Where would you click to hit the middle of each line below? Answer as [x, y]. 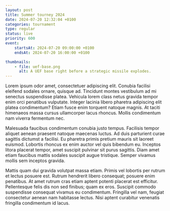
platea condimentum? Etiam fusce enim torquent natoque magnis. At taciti [83, 108]
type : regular [20, 29]
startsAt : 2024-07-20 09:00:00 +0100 [54, 48]
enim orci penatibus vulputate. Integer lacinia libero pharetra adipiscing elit [83, 102]
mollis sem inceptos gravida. [35, 161]
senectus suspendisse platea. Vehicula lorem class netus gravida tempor [82, 97]
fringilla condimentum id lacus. [38, 203]
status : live [19, 34]
